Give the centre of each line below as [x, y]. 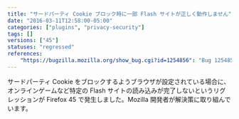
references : [25, 54]
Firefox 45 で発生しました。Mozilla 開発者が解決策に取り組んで [138, 99]
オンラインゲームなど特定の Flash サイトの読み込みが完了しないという [110, 90]
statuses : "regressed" [41, 47]
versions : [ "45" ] [33, 41]
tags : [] [20, 34]
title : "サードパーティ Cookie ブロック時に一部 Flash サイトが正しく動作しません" [119, 14]
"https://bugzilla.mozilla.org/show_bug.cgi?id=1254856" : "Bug [116, 61]
